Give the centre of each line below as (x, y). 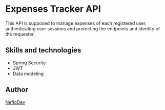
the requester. (20, 34)
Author (17, 90)
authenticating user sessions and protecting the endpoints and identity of (83, 28)
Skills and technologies (43, 50)
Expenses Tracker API (53, 9)
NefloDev (15, 102)
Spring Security (29, 63)
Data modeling (28, 74)
